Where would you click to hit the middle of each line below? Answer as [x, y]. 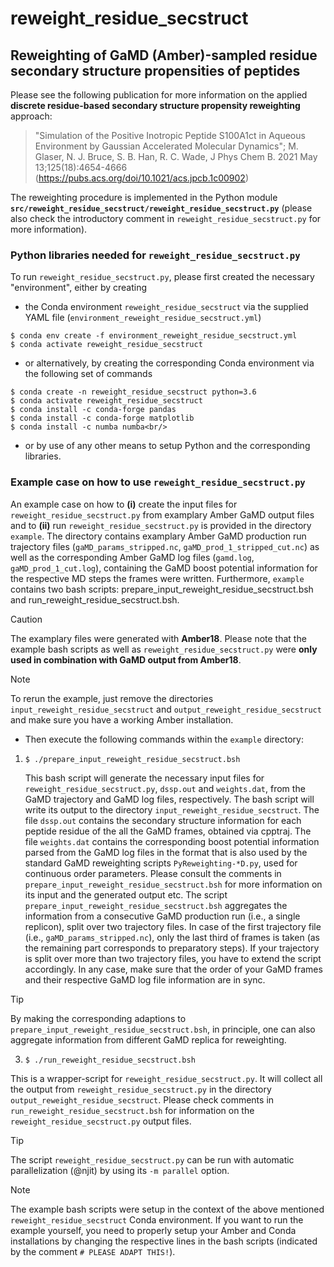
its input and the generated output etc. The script [126, 894]
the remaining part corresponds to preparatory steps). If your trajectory [172, 948]
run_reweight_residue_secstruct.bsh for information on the [132, 1110]
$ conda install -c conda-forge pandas [93, 410]
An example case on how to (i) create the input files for [124, 504]
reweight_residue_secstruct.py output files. [101, 1121]
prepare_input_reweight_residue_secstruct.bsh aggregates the [156, 905]
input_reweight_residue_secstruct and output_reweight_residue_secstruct [166, 709]
